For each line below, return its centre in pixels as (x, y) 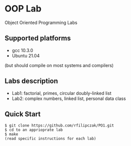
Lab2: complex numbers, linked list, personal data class (69, 98)
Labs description (31, 81)
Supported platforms (38, 38)
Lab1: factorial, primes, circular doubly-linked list (62, 93)
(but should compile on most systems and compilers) (59, 65)
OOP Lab (23, 9)
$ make (11, 134)
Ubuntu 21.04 (26, 55)
